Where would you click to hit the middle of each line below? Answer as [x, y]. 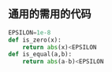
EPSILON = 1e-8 [30, 32]
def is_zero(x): [35, 40]
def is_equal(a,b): [40, 54]
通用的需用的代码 [50, 14]
